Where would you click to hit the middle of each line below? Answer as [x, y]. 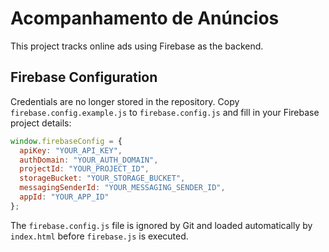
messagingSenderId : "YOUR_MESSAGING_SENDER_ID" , [122, 188]
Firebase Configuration [84, 77]
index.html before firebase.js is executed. [99, 236]
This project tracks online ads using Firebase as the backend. [137, 46]
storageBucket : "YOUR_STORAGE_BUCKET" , [102, 178]
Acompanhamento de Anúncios [145, 18]
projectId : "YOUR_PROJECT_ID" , [84, 169]
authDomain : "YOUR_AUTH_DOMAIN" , [89, 160]
